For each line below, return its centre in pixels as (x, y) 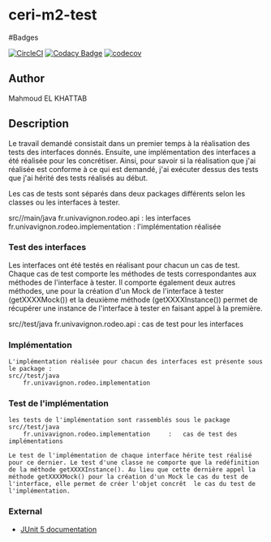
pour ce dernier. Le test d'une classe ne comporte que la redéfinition (134, 463)
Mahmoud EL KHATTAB (48, 98)
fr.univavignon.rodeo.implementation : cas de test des (130, 434)
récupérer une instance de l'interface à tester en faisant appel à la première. (135, 308)
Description (39, 124)
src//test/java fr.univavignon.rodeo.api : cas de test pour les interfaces (126, 324)
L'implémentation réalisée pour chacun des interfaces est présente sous (136, 362)
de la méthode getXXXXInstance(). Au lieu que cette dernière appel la (132, 470)
